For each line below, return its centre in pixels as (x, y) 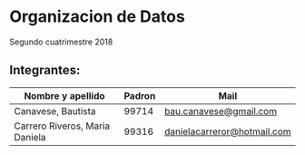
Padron (140, 95)
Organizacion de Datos (98, 17)
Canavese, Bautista (55, 111)
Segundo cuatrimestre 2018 (61, 42)
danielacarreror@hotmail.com (228, 131)
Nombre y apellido (65, 95)
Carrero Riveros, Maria (62, 126)
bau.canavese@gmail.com (221, 111)
